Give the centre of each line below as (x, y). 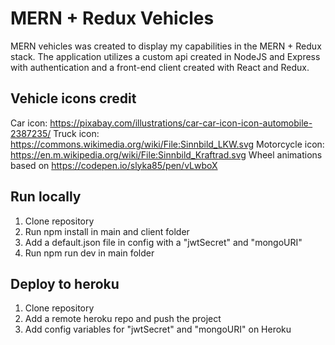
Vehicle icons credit (73, 98)
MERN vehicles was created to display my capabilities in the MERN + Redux (166, 46)
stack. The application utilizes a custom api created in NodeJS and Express (165, 56)
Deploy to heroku (65, 283)
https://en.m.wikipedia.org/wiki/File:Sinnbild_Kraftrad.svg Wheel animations (166, 154)
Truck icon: (76, 133)
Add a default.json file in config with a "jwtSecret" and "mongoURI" (163, 242)
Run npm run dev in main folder (89, 253)
